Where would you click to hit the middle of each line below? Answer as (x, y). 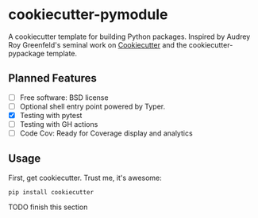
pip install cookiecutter (51, 192)
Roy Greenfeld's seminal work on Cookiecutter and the (98, 44)
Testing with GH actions (59, 124)
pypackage (27, 53)
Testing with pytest (51, 115)
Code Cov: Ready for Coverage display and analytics (106, 133)
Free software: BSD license (64, 98)
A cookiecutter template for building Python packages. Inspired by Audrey (129, 36)
